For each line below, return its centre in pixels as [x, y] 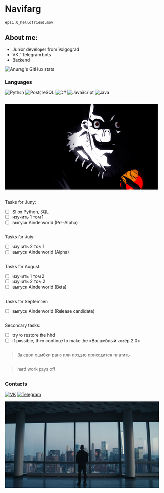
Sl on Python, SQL [30, 212]
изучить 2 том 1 [28, 246]
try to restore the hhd [33, 335]
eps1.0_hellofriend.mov [29, 22]
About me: [21, 38]
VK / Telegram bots [31, 54]
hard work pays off [36, 369]
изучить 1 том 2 [28, 276]
